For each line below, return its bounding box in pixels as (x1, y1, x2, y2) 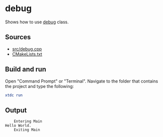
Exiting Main (14, 127, 40, 133)
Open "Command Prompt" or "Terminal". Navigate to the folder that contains (5, 78, 158, 84)
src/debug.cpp (12, 46, 42, 51)
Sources (5, 33, 31, 41)
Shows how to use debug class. (5, 19, 69, 25)
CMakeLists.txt (12, 51, 42, 57)
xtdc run (5, 93, 23, 98)
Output (5, 106, 27, 114)
